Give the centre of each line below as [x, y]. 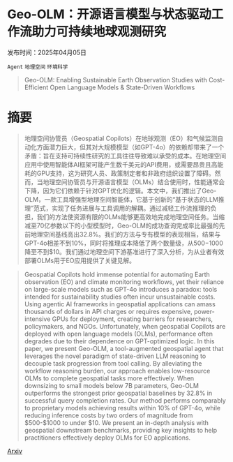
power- [204, 311]
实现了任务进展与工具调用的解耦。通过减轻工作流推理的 [131, 208]
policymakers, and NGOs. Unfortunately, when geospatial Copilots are [125, 326]
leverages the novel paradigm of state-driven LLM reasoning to [115, 356]
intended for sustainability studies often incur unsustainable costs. [120, 297]
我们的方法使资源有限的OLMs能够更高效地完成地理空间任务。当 [128, 216]
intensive [37, 319]
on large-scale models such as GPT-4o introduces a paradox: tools [121, 289]
